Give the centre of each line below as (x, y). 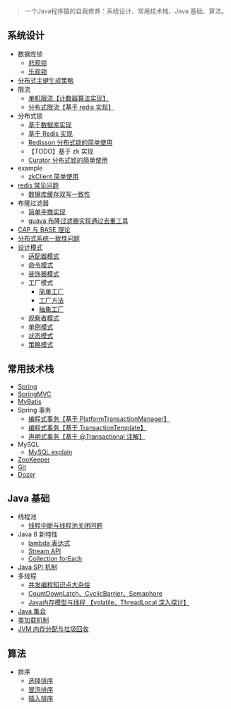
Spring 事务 (34, 410)
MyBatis (29, 401)
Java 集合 (32, 611)
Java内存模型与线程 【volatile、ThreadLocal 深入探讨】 (109, 603)
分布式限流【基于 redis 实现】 (71, 107)
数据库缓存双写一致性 (59, 194)
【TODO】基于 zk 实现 (61, 151)
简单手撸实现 (47, 212)
